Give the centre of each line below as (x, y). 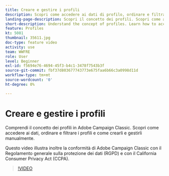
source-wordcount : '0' (29, 80)
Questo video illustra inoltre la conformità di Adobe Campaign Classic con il (83, 148)
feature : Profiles (24, 29)
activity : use (20, 47)
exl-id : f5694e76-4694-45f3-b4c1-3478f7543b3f (55, 66)
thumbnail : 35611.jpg (28, 38)
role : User (17, 56)
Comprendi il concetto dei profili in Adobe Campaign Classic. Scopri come (82, 127)
